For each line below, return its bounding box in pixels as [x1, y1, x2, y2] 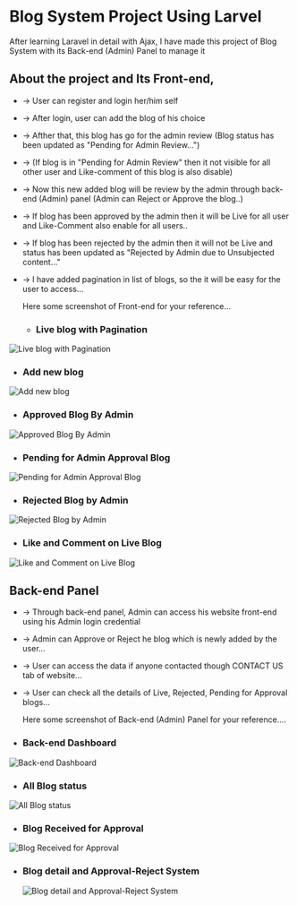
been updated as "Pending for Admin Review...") [21, 139, 200, 150]
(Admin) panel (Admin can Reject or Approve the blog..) [38, 193, 244, 203]
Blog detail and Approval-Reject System [21, 865, 199, 877]
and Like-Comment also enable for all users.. [21, 220, 188, 230]
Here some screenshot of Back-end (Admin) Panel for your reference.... [21, 714, 286, 725]
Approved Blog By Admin [21, 409, 134, 421]
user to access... [21, 283, 84, 294]
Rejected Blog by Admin [21, 494, 129, 506]
